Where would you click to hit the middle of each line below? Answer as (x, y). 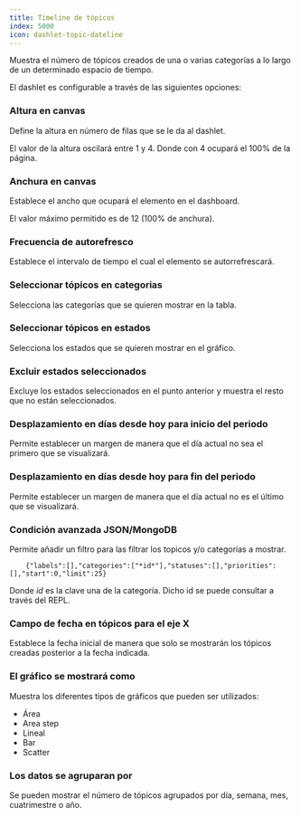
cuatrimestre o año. (46, 804)
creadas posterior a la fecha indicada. (80, 653)
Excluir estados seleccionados (78, 371)
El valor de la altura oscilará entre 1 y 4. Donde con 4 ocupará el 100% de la (150, 148)
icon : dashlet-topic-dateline (66, 34)
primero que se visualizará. (60, 453)
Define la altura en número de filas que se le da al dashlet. (117, 130)
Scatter (36, 752)
